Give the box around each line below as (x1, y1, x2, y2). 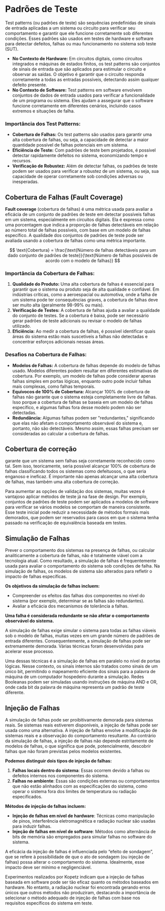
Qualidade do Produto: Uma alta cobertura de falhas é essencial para (12, 281, 154, 287)
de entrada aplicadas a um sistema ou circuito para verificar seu (5, 25, 135, 31)
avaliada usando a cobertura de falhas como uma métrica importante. (5, 238, 147, 244)
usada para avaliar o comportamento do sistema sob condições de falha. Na (5, 563, 160, 569)
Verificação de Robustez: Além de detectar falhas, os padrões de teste (12, 163, 158, 169)
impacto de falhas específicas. (5, 573, 67, 579)
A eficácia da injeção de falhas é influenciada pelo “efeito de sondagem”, (5, 849, 154, 855)
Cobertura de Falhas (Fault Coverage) (5, 193, 123, 201)
